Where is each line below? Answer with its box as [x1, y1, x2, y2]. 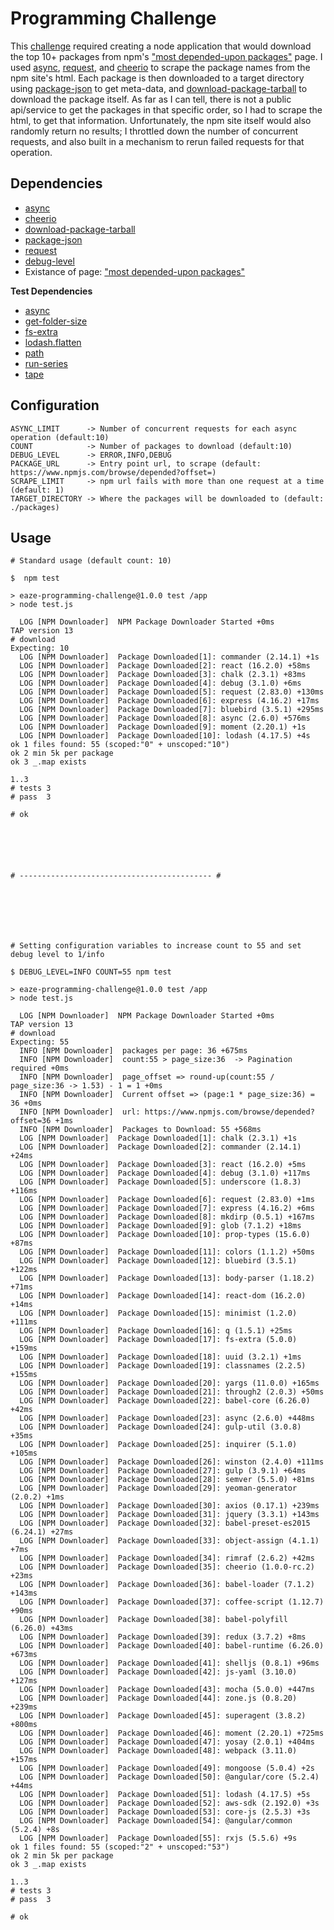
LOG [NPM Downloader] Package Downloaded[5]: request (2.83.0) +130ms [19, 687, 325, 697]
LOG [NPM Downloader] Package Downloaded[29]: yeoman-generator [19, 1483, 298, 1494]
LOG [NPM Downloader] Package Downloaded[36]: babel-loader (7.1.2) [19, 1580, 315, 1590]
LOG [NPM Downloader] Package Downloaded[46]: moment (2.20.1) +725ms [19, 1728, 325, 1739]
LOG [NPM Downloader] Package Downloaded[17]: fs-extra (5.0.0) [19, 1335, 298, 1345]
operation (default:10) [10, 432, 110, 442]
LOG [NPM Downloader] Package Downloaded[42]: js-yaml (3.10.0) [19, 1667, 298, 1677]
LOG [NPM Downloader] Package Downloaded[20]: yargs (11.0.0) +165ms [19, 1378, 320, 1389]
